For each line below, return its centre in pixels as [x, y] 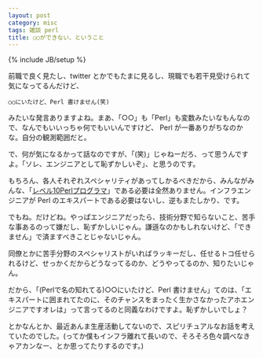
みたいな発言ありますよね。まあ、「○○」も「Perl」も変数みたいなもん [122, 118]
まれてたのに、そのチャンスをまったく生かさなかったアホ [148, 300]
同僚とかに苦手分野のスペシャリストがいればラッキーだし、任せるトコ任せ [128, 253]
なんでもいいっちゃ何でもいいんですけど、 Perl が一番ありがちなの [129, 127]
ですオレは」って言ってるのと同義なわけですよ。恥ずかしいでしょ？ [139, 310]
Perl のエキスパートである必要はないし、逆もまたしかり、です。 [141, 201]
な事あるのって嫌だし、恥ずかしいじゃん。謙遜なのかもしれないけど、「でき [130, 227]
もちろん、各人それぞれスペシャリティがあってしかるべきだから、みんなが [128, 181]
